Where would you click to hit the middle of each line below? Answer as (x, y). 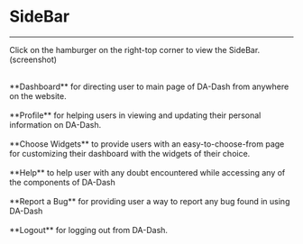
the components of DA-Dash (62, 182)
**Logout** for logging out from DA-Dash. (89, 230)
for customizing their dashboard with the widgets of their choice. (130, 153)
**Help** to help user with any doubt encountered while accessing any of (147, 172)
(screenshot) (33, 59)
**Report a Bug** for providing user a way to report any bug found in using (150, 201)
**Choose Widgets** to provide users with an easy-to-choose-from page (147, 144)
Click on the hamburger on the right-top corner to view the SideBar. (135, 50)
